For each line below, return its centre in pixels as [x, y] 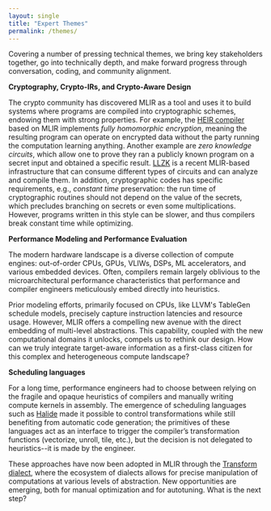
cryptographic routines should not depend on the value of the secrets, [125, 198]
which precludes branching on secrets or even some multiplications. [122, 206]
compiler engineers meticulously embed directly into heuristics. [114, 290]
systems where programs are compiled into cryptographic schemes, [122, 111]
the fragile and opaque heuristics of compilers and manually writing [121, 397]
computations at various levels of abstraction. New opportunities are [123, 481]
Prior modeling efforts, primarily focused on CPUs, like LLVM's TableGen [129, 305]
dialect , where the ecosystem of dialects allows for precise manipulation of [133, 473]
